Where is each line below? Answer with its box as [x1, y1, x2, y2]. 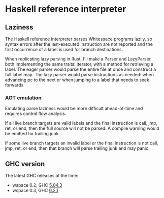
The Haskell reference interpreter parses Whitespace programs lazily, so [5, 36, 153, 42]
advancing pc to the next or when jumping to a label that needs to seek [5, 77, 149, 83]
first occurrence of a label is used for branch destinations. [5, 47, 123, 52]
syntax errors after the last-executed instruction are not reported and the [5, 41, 153, 47]
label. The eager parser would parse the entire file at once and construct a [5, 66, 156, 72]
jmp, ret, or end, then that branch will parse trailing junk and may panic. [5, 145, 150, 151]
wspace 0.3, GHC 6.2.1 [12, 188, 59, 194]
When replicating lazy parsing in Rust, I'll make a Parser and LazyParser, [5, 56, 152, 62]
